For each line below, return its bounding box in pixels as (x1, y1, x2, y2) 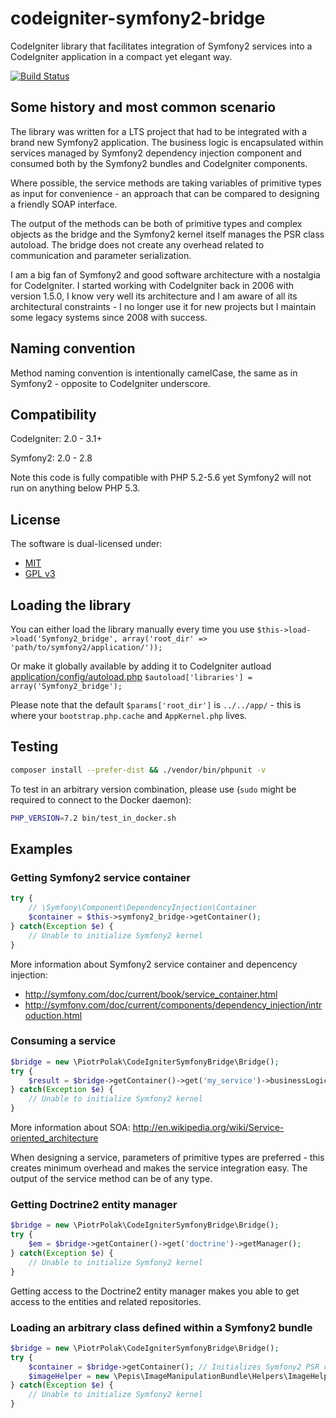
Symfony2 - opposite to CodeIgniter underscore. (10, 377, 211, 389)
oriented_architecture (10, 1132, 99, 1144)
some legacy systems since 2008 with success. (10, 311, 208, 323)
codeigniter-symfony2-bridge (10, 7, 266, 30)
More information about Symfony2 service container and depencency (10, 958, 298, 970)
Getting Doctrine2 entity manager (10, 1197, 178, 1211)
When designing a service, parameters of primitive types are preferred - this (10, 1152, 325, 1164)
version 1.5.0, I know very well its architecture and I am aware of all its (10, 290, 298, 302)
